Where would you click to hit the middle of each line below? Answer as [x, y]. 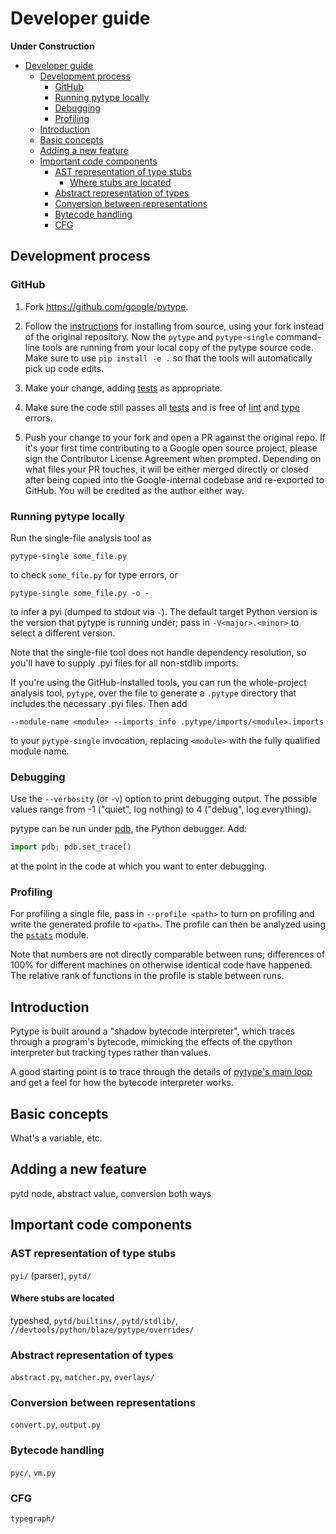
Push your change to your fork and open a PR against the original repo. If [175, 437]
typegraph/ [33, 1518]
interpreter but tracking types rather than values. [111, 1053]
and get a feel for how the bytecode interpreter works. [122, 1083]
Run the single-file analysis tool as [81, 538]
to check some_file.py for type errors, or [94, 574]
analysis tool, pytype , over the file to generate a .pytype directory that [153, 693]
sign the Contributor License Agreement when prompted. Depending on [173, 458]
